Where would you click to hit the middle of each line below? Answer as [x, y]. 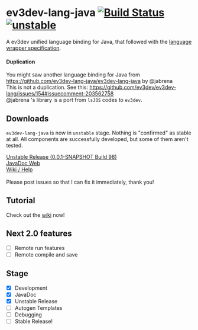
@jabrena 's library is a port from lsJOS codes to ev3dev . [74, 100]
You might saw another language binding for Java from [73, 75]
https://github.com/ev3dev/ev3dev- [133, 87]
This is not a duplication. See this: [47, 87]
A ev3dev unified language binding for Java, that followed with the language [99, 41]
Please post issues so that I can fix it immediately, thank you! [80, 182]
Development [31, 288]
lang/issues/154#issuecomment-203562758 [60, 94]
